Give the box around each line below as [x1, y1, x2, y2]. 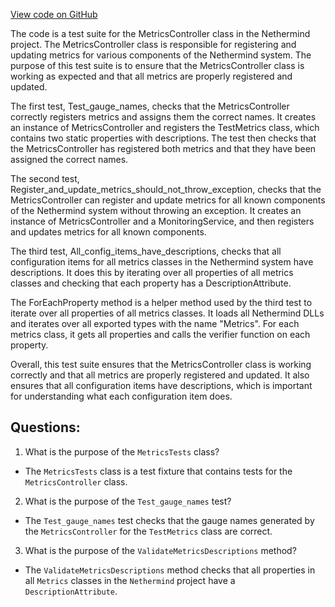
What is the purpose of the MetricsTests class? [24, 445, 220, 458]
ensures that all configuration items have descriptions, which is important [10, 380, 313, 391]
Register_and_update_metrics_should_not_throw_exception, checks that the [10, 184, 322, 195]
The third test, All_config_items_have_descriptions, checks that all [10, 245, 282, 257]
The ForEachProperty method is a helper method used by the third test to [10, 297, 313, 308]
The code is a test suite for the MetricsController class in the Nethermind [10, 28, 311, 39]
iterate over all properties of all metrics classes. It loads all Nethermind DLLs [10, 307, 325, 319]
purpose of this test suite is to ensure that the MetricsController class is [10, 60, 305, 71]
